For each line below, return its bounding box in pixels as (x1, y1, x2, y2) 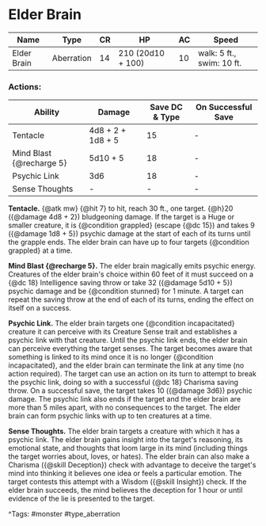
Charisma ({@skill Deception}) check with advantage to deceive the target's (8, 460, 256, 470)
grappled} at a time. (8, 246, 73, 255)
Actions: (8, 81, 42, 92)
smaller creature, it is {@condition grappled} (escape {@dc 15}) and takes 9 (8, 220, 255, 231)
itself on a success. (8, 303, 71, 313)
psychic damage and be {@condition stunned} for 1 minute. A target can (8, 287, 244, 296)
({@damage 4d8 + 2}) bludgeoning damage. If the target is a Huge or (8, 212, 235, 222)
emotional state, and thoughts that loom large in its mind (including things (8, 444, 248, 453)
